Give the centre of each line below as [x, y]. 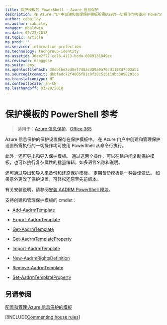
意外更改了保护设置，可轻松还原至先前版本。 [55, 179]
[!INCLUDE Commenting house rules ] [43, 317]
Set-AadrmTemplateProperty [42, 277]
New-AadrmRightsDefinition [41, 258]
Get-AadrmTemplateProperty [42, 239]
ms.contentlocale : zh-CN [31, 83]
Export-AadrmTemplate [36, 220]
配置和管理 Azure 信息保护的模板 [39, 307]
